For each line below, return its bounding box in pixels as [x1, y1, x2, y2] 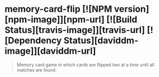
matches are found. [16, 67, 57, 73]
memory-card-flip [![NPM [4, 3, 112, 15]
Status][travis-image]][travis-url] [4, 25, 145, 36]
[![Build [106, 14, 138, 25]
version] [114, 3, 150, 15]
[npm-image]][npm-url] [4, 14, 105, 25]
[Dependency [4, 35, 62, 46]
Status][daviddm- [63, 35, 139, 46]
